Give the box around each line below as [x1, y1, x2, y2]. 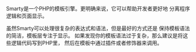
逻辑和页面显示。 [6, 12, 48, 19]
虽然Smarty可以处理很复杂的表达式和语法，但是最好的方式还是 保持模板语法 [6, 25, 190, 32]
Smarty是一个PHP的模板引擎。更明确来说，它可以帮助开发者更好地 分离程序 [6, 5, 190, 12]
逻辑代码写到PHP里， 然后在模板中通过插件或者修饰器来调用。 [11, 40, 163, 46]
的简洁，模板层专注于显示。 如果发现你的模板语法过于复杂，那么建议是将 [6, 32, 183, 39]
